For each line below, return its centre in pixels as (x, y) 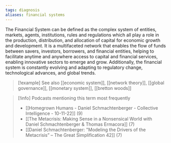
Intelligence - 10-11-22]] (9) (54, 113)
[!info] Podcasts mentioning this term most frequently (74, 98)
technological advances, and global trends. (51, 73)
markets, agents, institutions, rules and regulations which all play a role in (82, 35)
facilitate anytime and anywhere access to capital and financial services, (82, 56)
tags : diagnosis (22, 10)
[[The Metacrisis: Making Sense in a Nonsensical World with (89, 118)
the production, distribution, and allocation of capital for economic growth (83, 40)
